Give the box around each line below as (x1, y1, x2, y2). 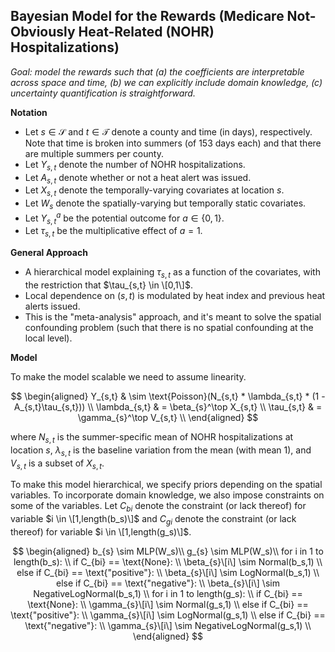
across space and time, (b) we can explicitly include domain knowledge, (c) (10, 76, 323, 88)
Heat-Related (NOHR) (78, 24, 215, 41)
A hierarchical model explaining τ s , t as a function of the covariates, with (24, 266, 321, 281)
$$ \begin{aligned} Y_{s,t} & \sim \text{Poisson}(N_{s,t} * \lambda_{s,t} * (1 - (10, 390, 326, 403)
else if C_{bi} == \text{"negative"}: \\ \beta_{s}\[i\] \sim (56, 577, 280, 589)
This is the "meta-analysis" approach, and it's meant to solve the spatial (24, 311, 322, 323)
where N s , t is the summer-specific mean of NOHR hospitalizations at (10, 431, 294, 445)
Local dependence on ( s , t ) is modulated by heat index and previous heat (24, 290, 326, 302)
